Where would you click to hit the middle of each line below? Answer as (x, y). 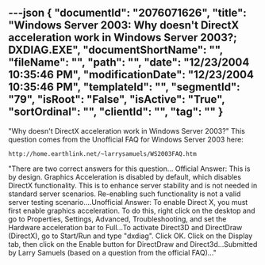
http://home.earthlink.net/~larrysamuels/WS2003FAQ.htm (102, 153)
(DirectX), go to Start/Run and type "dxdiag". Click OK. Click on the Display (131, 236)
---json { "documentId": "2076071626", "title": (128, 13)
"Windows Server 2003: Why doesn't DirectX (124, 26)
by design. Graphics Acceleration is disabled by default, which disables (125, 176)
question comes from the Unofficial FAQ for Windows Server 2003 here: (126, 139)
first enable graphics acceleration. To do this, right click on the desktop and (132, 210)
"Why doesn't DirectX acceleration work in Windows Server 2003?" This (127, 131)
